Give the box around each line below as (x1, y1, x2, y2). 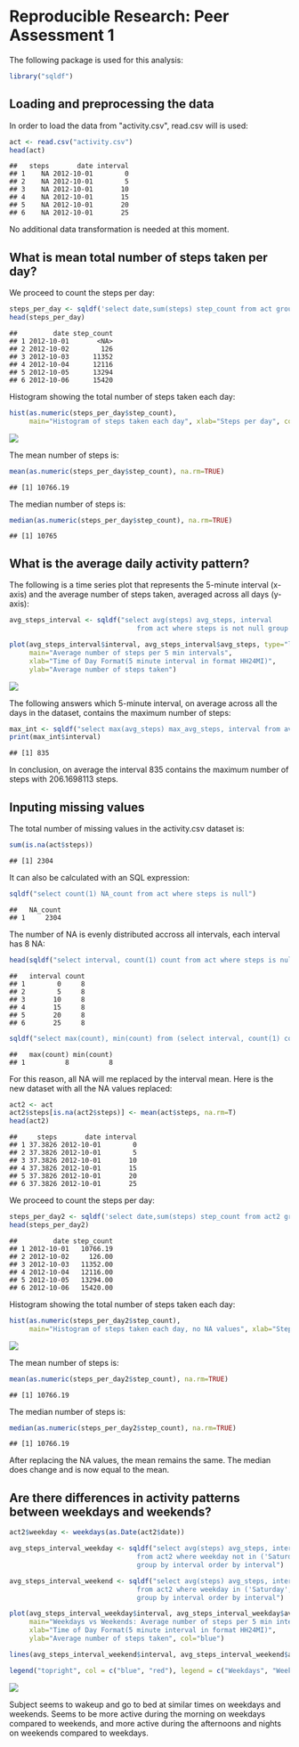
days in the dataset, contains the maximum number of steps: (9, 707, 231, 718)
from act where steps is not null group (136, 624, 289, 633)
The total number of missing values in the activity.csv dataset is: (9, 824, 245, 834)
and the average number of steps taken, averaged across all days (28, 589, 270, 600)
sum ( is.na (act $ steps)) (9, 841, 93, 849)
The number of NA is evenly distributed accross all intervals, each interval (9, 929, 280, 939)
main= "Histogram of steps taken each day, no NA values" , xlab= (28, 1324, 273, 1333)
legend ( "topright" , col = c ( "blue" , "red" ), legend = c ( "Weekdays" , (9, 1666, 269, 1675)
